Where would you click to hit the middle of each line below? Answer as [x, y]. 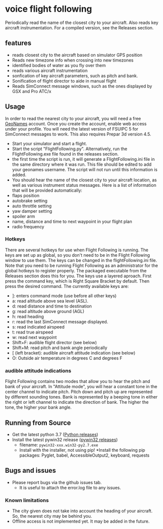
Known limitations [27, 500]
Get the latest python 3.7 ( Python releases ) [55, 434]
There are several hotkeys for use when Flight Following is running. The [77, 250]
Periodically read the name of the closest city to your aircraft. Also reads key [82, 22]
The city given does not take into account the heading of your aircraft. [82, 511]
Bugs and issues [31, 471]
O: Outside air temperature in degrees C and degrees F [67, 358]
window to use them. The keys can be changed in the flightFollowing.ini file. [81, 260]
